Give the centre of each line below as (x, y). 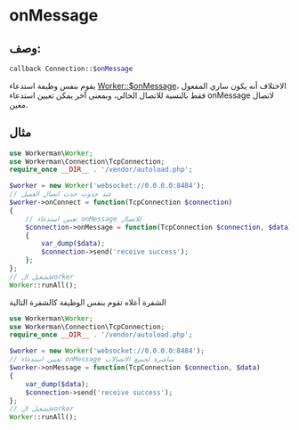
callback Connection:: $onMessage (71, 69)
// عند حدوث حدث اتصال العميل (61, 194)
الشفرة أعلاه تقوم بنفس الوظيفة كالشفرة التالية (88, 302)
